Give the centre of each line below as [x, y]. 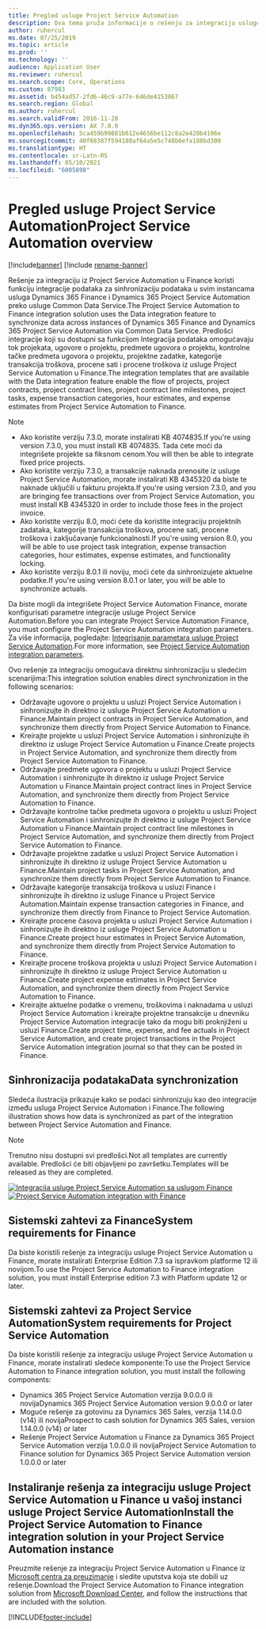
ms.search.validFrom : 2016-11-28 [63, 119]
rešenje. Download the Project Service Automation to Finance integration [126, 1585]
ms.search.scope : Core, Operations [67, 82]
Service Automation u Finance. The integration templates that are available [129, 372]
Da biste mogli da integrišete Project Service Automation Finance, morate [128, 603]
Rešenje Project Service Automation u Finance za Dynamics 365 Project [137, 1437]
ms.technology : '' [38, 60]
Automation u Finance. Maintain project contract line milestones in [127, 828]
